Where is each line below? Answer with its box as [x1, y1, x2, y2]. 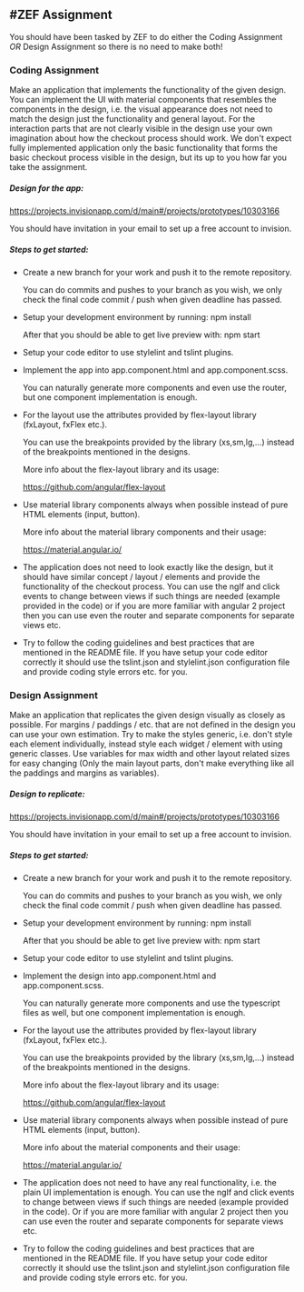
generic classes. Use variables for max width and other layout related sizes [9, 748, 290, 759]
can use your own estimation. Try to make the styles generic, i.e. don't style [9, 729, 293, 740]
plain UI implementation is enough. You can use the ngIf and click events [22, 1187, 295, 1198]
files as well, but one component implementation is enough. [22, 1007, 246, 1018]
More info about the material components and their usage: [22, 1142, 240, 1153]
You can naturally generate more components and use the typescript [22, 997, 280, 1008]
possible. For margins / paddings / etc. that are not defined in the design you [9, 719, 296, 730]
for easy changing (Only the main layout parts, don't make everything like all [9, 758, 295, 769]
